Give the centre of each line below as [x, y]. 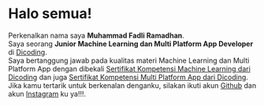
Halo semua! [50, 14]
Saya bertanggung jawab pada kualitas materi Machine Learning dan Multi [129, 60]
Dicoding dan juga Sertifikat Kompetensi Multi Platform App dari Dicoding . [128, 77]
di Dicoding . [28, 52]
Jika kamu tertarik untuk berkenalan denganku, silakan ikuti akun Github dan [132, 85]
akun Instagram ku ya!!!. [47, 93]
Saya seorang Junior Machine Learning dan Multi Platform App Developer [131, 43]
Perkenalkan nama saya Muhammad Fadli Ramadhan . [97, 35]
